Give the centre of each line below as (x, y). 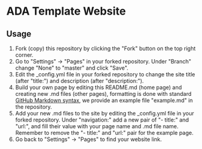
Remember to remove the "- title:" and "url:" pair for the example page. (104, 133)
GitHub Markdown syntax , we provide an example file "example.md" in (104, 100)
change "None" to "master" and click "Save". (72, 68)
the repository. (34, 107)
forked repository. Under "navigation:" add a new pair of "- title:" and (102, 120)
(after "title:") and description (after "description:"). (79, 81)
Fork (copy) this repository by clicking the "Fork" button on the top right (105, 48)
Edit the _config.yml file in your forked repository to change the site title (105, 74)
